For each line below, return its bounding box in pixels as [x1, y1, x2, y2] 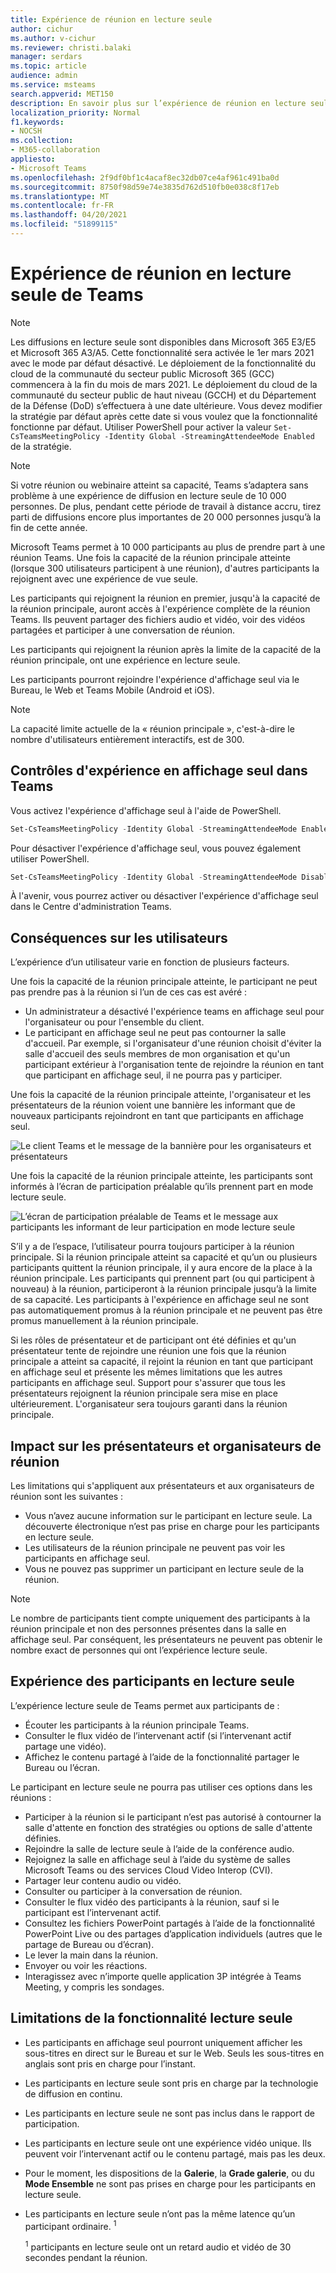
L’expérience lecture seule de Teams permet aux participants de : [10, 1699, 280, 1711]
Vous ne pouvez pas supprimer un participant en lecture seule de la [24, 1563, 305, 1575]
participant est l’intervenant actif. [24, 1906, 162, 1918]
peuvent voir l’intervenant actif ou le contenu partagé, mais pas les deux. [24, 2147, 326, 2160]
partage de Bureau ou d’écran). [24, 1938, 155, 1950]
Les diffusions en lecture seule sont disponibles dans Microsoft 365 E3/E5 [10, 336, 317, 348]
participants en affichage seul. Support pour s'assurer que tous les [10, 1377, 286, 1389]
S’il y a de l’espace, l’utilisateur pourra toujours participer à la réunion [10, 1241, 295, 1253]
